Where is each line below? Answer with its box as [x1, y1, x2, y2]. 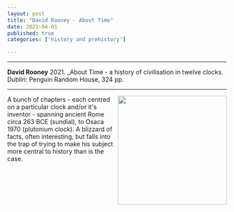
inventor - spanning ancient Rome [7, 110, 104, 119]
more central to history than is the [7, 147, 104, 156]
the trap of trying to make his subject [7, 140, 114, 149]
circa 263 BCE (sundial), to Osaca [7, 118, 104, 126]
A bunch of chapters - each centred [7, 96, 110, 104]
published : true [7, 29, 54, 37]
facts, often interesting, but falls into [7, 132, 111, 141]
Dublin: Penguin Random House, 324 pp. [7, 75, 124, 84]
